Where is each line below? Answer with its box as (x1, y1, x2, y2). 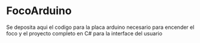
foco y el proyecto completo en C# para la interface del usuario (6, 29, 163, 37)
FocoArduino (6, 4, 72, 18)
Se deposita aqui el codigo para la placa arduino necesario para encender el (6, 24, 195, 31)
